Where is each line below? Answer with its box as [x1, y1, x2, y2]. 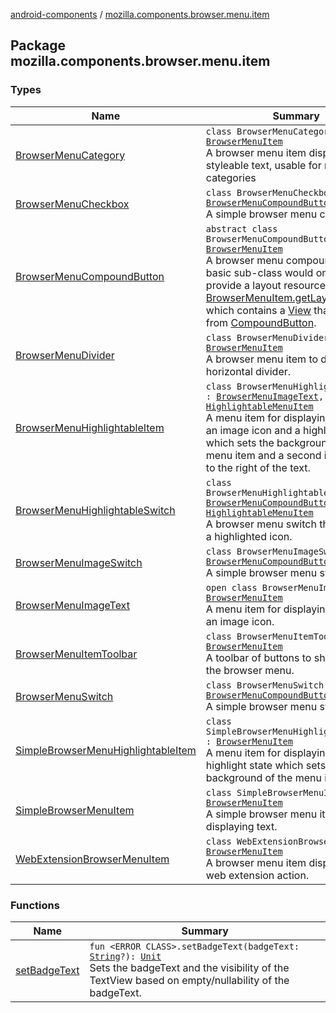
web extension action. [205, 868, 310, 882]
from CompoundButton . [205, 315, 317, 329]
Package [10, 37, 67, 54]
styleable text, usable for [205, 158, 322, 172]
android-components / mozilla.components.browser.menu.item [10, 9, 270, 20]
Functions [10, 898, 60, 912]
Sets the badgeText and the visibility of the [89, 960, 290, 974]
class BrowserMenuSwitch [205, 679, 325, 691]
